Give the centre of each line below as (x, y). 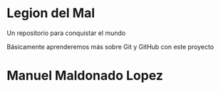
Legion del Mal (51, 13)
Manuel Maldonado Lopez (85, 76)
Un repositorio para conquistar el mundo (66, 33)
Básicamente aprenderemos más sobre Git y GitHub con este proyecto (110, 46)
